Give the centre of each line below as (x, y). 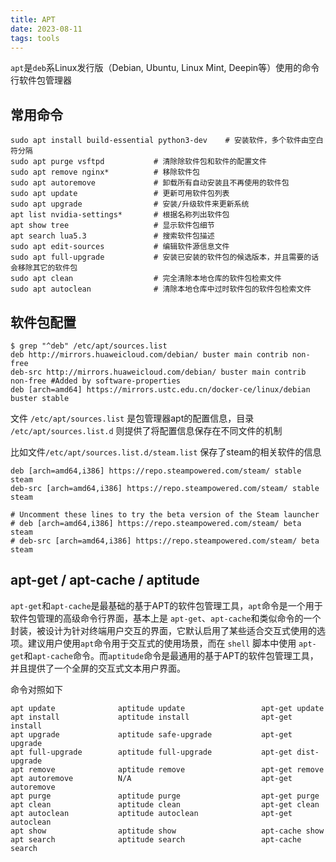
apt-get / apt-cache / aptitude (105, 580)
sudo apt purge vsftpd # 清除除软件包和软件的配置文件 (138, 162)
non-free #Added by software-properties (96, 381)
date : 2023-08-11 (46, 29)
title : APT (33, 19)
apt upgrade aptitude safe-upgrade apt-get (151, 734)
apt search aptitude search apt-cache (156, 839)
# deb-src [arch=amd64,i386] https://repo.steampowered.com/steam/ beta (165, 541)
